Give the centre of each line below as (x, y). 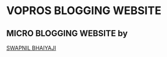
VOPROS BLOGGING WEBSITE (84, 11)
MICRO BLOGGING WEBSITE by (67, 33)
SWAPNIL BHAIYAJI (31, 48)
